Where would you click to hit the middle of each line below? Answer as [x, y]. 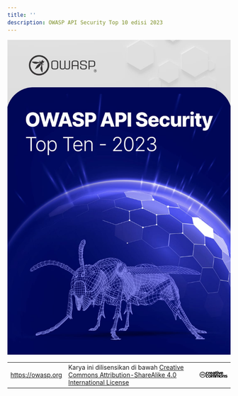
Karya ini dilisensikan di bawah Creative [126, 368]
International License [99, 383]
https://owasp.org [36, 375]
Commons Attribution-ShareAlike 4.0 [123, 375]
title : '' [22, 15]
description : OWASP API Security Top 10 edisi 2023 [85, 22]
